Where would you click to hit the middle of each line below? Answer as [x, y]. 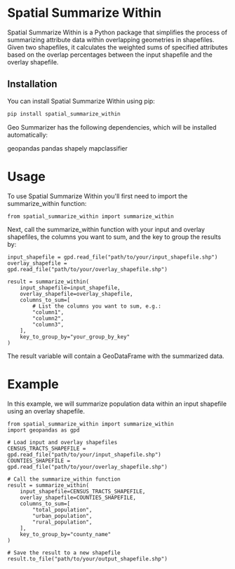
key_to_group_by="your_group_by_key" [75, 337]
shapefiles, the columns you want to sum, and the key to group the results [114, 237]
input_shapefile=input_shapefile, [70, 288]
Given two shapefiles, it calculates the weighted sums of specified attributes [117, 47]
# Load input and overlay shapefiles [62, 442]
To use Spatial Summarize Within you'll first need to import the [98, 196]
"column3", [48, 324]
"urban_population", [62, 516]
